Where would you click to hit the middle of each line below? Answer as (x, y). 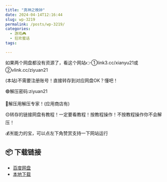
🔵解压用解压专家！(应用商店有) (38, 103)
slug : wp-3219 (20, 19)
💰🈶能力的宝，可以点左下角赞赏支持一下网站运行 (57, 133)
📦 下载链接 (23, 152)
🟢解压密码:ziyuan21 (26, 91)
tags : (11, 43)
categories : (18, 29)
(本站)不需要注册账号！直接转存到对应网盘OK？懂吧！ (62, 80)
